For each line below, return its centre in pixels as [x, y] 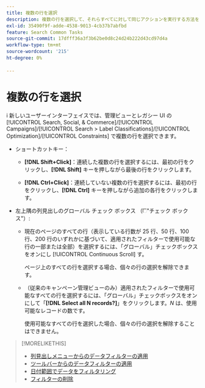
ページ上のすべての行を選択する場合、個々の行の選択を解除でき [104, 267]
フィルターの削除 [52, 379]
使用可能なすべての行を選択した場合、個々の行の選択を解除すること [110, 323]
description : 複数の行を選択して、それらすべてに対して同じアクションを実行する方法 [101, 19]
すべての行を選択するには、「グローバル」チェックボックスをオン [116, 295]
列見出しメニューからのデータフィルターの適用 [89, 356]
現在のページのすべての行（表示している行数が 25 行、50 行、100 [106, 231]
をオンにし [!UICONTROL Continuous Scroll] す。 [86, 254]
